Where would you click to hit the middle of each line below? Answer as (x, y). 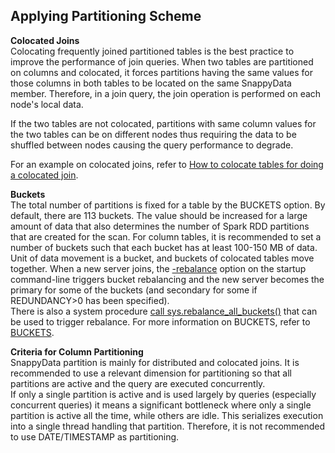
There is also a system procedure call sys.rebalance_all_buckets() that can (164, 311)
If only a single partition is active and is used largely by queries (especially (163, 394)
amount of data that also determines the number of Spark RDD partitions (160, 226)
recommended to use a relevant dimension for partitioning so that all (151, 373)
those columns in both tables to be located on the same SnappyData (151, 83)
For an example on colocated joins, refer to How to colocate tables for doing (167, 164)
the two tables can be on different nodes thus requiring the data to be (153, 134)
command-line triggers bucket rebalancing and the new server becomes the (167, 279)
